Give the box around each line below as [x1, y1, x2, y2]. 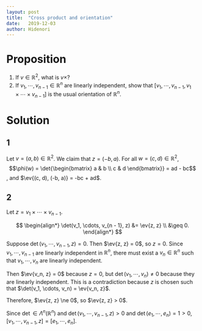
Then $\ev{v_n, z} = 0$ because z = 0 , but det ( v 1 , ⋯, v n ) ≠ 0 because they [6, 270, 195, 279]
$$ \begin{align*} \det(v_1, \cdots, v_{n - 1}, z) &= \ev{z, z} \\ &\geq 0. [16, 221, 189, 229]
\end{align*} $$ [82, 228, 123, 236]
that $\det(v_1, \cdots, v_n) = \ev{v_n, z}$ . [6, 285, 111, 292]
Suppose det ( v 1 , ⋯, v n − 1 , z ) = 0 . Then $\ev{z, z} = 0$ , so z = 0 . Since [6, 240, 183, 248]
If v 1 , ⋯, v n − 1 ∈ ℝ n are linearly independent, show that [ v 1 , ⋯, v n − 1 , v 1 [15, 80, 192, 91]
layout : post [6, 9, 40, 15]
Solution [6, 113, 50, 127]
